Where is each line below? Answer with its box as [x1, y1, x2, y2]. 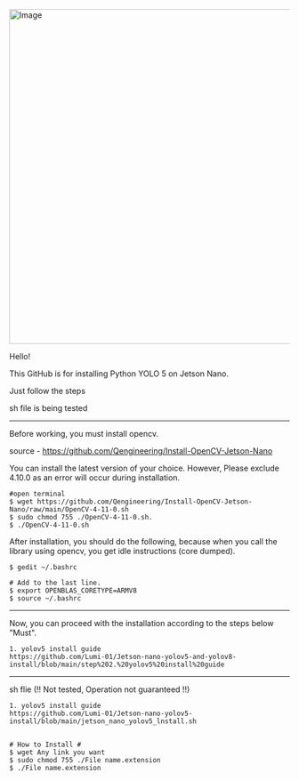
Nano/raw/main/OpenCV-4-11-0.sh [9, 505, 129, 514]
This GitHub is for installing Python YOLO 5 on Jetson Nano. [9, 368, 230, 379]
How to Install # [17, 740, 82, 749]
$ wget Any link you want [9, 748, 105, 757]
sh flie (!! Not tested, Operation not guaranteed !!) [9, 684, 190, 695]
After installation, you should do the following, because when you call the [9, 536, 278, 546]
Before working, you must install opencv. [9, 429, 158, 439]
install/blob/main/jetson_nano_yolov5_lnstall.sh [9, 717, 198, 726]
